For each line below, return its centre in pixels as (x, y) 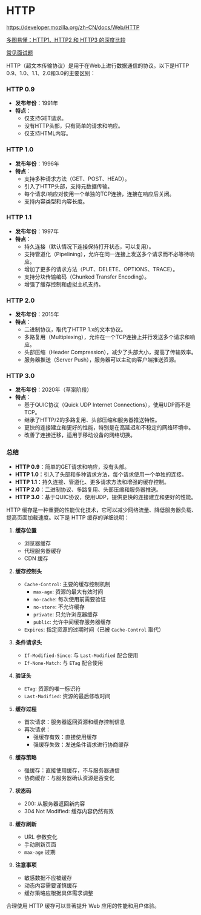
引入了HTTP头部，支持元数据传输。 (68, 186)
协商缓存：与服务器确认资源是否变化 (69, 778)
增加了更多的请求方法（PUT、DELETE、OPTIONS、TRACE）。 (101, 269)
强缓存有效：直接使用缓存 (65, 737)
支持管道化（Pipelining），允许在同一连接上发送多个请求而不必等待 (107, 254)
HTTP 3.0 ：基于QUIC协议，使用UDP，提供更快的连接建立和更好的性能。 (106, 497)
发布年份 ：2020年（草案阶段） (54, 390)
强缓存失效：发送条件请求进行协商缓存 (81, 744)
